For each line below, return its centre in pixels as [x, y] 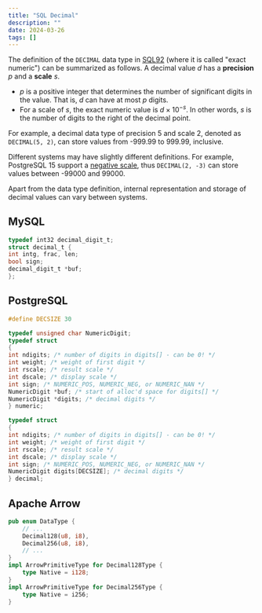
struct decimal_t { [40, 247]
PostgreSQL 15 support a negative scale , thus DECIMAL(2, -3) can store [124, 165]
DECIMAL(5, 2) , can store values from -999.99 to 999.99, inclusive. [116, 141]
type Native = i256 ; [56, 594]
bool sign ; [26, 262]
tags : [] [22, 37]
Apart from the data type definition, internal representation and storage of [127, 189]
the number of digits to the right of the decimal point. [105, 118]
